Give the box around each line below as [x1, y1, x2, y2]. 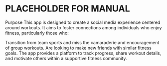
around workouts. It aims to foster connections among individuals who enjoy [5, 24, 162, 30]
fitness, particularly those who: [5, 30, 69, 36]
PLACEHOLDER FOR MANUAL [5, 3, 131, 14]
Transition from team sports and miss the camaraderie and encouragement [5, 39, 160, 45]
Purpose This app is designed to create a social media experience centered [5, 19, 161, 25]
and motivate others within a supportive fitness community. [5, 55, 127, 61]
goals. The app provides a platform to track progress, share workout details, [5, 50, 162, 56]
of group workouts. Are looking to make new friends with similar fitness [5, 45, 152, 51]
